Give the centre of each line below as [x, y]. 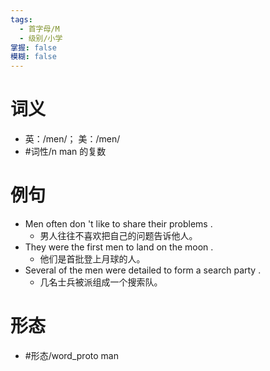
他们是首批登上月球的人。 [92, 259]
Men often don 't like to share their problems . [118, 224]
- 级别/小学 [41, 38]
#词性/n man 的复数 [65, 152]
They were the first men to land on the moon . [119, 247]
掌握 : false [33, 47]
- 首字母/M [39, 29]
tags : [21, 19]
